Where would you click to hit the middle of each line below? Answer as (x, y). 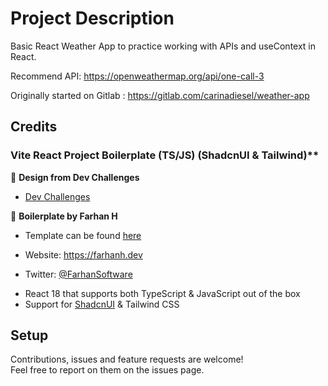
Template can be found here (83, 235)
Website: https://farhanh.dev (83, 254)
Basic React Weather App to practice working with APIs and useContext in (163, 46)
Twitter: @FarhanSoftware (78, 274)
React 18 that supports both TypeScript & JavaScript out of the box (162, 293)
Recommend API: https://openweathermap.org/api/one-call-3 (137, 76)
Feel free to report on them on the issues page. (107, 370)
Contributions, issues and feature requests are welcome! (127, 359)
